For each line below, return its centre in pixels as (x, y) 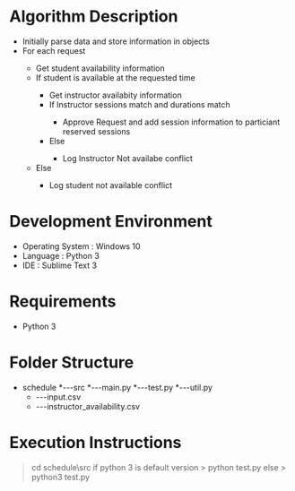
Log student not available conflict (111, 185)
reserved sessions (96, 131)
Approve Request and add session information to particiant (171, 122)
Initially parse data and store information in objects (116, 41)
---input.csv (58, 397)
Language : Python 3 (61, 255)
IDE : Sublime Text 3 (59, 265)
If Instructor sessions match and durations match (139, 104)
